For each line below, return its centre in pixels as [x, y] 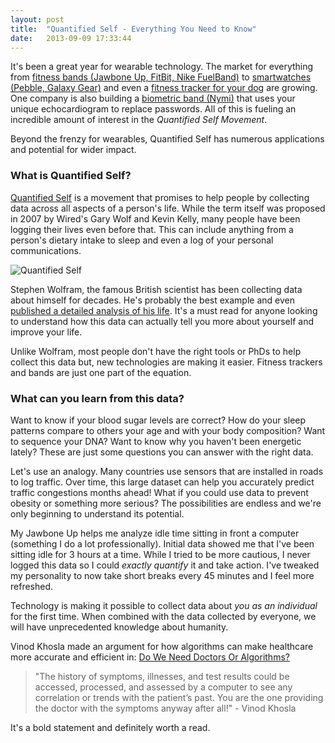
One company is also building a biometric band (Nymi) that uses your [153, 98]
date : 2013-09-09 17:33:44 [71, 38]
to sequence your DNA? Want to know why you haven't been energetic [156, 441]
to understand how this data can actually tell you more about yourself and [162, 321]
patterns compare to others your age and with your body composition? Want [168, 430]
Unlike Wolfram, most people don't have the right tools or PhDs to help [156, 351]
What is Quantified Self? [71, 176]
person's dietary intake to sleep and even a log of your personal [142, 240]
